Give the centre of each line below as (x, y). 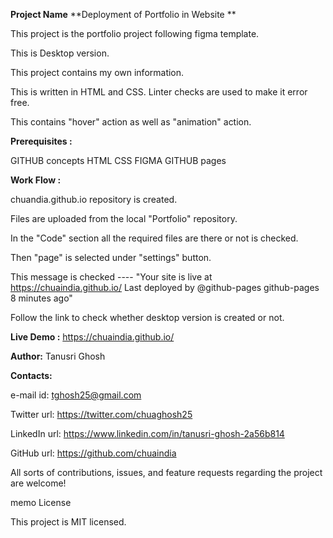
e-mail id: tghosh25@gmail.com (76, 395)
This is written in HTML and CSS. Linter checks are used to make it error (159, 92)
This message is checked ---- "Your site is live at (111, 277)
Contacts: (31, 375)
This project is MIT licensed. (68, 522)
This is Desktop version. (60, 53)
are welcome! (38, 483)
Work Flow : (36, 180)
